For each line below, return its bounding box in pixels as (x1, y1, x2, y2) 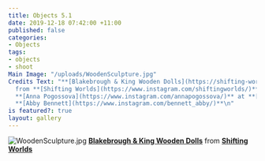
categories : (8, 33, 47, 42)
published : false (8, 26, 65, 34)
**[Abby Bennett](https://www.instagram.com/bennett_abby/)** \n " (15, 99, 235, 107)
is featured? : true (8, 107, 73, 115)
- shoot (8, 63, 34, 71)
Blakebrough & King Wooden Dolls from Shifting (88, 136, 248, 145)
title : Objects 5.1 (8, 11, 73, 20)
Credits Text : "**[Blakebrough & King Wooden (8, 77, 160, 85)
